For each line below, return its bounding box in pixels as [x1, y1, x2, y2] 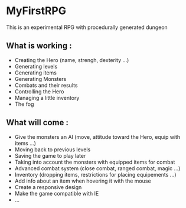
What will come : [6, 118, 69, 128]
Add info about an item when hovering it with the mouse [14, 177, 152, 184]
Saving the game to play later [14, 152, 86, 159]
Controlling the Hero [14, 87, 64, 95]
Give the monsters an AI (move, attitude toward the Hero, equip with [14, 133, 181, 140]
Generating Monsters [14, 75, 67, 82]
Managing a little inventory [14, 94, 80, 101]
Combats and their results [14, 82, 78, 89]
